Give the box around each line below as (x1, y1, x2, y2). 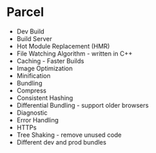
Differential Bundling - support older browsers (16, 101, 149, 109)
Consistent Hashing (16, 93, 74, 102)
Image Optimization (16, 64, 73, 72)
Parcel (6, 4, 45, 20)
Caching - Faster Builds (16, 56, 84, 65)
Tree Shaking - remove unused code (16, 130, 123, 139)
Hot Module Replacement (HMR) (16, 42, 110, 50)
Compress (16, 86, 47, 95)
